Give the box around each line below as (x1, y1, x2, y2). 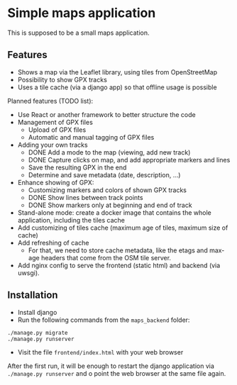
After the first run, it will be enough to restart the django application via (7, 362, 215, 370)
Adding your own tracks (17, 140, 88, 149)
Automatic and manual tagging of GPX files (28, 133, 155, 141)
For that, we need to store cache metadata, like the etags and (28, 246, 208, 255)
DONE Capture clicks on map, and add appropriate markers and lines (28, 155, 231, 164)
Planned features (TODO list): (7, 96, 94, 105)
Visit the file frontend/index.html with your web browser (17, 347, 184, 356)
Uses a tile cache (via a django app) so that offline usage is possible (17, 83, 218, 91)
